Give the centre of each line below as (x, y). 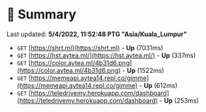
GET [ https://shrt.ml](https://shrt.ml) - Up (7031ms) (90, 47)
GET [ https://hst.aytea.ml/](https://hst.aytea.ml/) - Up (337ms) (106, 55)
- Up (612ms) (158, 85)
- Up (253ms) (179, 100)
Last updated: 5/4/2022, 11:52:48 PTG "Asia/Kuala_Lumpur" (97, 34)
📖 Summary (41, 15)
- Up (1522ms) (143, 70)
